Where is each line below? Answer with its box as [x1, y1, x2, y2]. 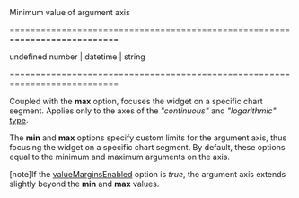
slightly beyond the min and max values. [9, 178, 160, 189]
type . [9, 115, 29, 125]
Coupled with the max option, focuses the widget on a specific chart [9, 96, 263, 106]
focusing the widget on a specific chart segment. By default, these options [9, 142, 286, 152]
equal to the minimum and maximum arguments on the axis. [9, 151, 231, 162]
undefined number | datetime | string [9, 51, 145, 62]
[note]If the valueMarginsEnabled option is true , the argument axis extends [9, 169, 286, 179]
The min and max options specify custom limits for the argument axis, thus [9, 132, 287, 143]
